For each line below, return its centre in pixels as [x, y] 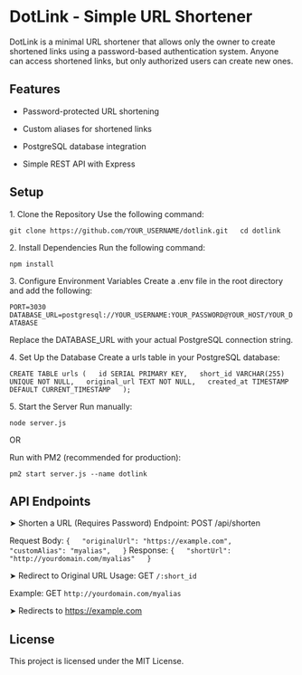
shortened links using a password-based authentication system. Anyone [144, 51]
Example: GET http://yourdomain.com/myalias [95, 594]
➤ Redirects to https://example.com [76, 611]
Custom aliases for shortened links [87, 128]
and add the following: [51, 290]
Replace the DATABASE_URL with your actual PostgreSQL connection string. [151, 339]
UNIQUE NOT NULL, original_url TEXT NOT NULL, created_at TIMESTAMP [149, 382]
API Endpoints [50, 501]
